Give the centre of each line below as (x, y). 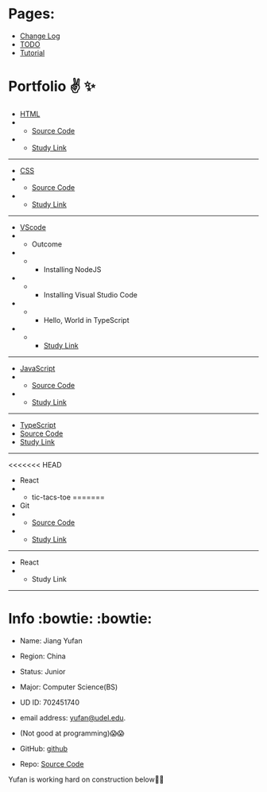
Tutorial (32, 52)
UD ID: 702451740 (49, 702)
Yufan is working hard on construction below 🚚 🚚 (86, 779)
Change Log (40, 36)
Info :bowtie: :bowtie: (80, 619)
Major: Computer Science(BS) (69, 687)
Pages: (32, 14)
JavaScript (37, 368)
